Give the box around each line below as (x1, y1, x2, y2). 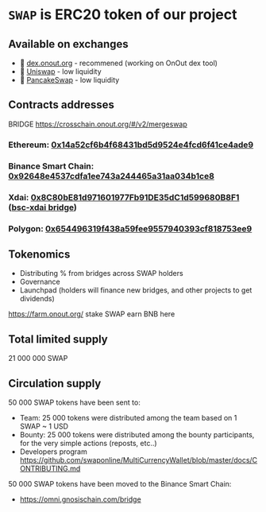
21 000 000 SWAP (8, 354, 68, 363)
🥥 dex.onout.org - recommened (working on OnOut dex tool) (19, 58, 218, 68)
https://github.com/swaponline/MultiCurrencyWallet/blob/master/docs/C (19, 455, 258, 464)
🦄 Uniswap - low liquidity (19, 67, 102, 76)
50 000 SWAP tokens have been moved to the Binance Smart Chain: (8, 479, 232, 488)
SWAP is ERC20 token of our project (8, 6, 237, 24)
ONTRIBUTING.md (19, 464, 81, 473)
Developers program (19, 447, 87, 456)
